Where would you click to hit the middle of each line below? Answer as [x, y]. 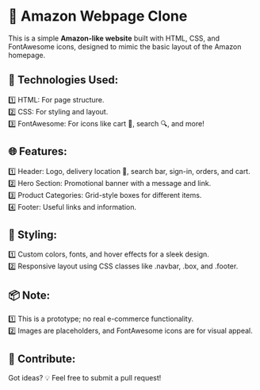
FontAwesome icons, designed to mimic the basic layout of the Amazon [125, 46]
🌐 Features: [38, 151]
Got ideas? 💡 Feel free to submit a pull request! [85, 378]
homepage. [27, 55]
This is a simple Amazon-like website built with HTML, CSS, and [114, 38]
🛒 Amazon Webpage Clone [98, 16]
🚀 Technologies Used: [63, 80]
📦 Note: [29, 295]
